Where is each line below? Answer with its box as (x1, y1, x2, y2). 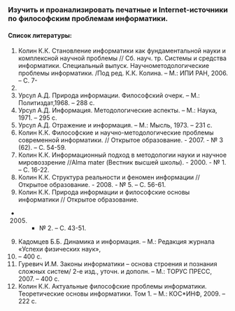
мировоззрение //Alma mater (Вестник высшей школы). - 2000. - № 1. (17, 158, 227, 167)
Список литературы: (8, 31, 72, 39)
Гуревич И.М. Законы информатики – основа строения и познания (17, 260, 218, 268)
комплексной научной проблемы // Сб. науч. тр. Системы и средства (17, 54, 227, 62)
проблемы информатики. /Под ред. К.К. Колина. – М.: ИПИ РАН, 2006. (17, 69, 228, 78)
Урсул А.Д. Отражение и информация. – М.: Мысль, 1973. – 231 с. (17, 121, 213, 130)
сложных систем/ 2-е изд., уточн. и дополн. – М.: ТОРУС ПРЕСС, (17, 268, 213, 276)
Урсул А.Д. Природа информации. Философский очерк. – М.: (17, 91, 200, 99)
